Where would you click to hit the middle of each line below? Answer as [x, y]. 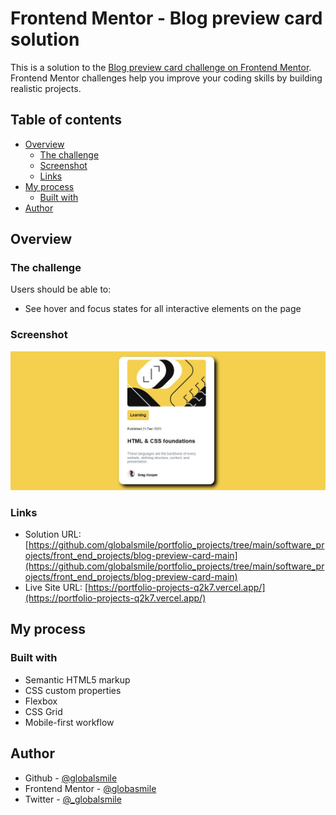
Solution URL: [53, 534]
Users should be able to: [61, 289]
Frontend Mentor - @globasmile [90, 788]
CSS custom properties [73, 690]
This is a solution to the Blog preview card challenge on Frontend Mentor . [161, 67]
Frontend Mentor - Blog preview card [166, 18]
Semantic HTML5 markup [77, 679]
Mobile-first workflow [69, 722]
